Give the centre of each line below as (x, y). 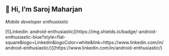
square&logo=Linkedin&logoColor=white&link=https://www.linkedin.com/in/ (84, 42)
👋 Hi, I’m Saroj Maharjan (44, 9)
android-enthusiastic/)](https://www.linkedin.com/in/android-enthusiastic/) (84, 48)
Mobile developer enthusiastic (37, 21)
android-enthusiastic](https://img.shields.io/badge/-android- (93, 32)
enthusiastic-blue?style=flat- (36, 37)
